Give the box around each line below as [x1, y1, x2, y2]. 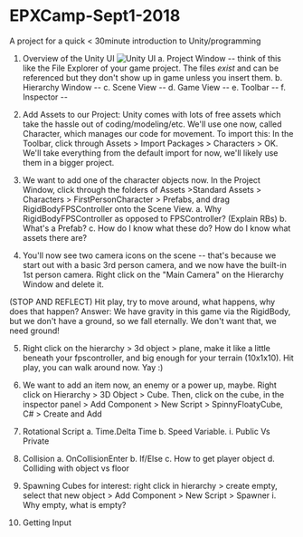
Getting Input [22, 517, 72, 528]
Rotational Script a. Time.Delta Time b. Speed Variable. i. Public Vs [22, 426, 270, 436]
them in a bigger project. [22, 157, 115, 168]
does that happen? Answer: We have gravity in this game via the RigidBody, [9, 305, 291, 317]
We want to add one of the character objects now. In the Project [22, 174, 260, 186]
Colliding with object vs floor [22, 463, 129, 474]
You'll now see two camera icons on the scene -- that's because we [22, 250, 277, 261]
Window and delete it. [22, 278, 104, 290]
